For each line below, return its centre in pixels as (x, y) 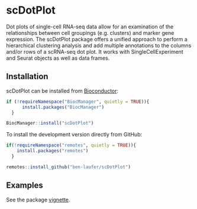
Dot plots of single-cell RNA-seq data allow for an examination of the (90, 27)
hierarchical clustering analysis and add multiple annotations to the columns (99, 45)
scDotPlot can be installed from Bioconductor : (62, 91)
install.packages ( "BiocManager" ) (63, 107)
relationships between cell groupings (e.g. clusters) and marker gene (90, 32)
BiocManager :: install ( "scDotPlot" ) (50, 123)
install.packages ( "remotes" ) (53, 151)
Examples (25, 186)
